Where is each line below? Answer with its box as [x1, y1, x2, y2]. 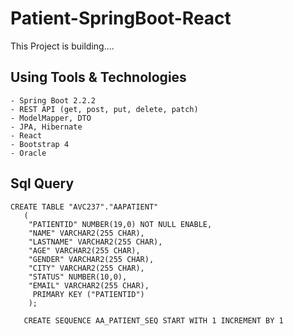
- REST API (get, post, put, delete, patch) [10, 104, 199, 114]
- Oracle [10, 148, 47, 158]
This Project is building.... [10, 40, 115, 52]
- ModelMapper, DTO [10, 113, 92, 123]
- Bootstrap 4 [10, 139, 70, 149]
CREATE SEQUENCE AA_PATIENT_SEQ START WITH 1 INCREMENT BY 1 [23, 315, 284, 326]
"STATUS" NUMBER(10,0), [28, 272, 128, 282]
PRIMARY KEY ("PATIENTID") [32, 289, 145, 299]
